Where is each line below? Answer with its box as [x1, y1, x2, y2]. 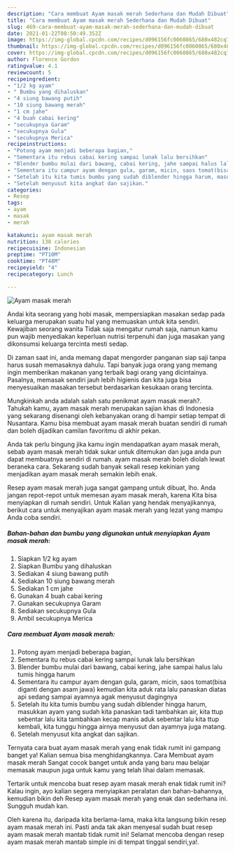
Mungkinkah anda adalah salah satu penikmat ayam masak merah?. [7, 396, 202, 405]
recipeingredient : [7, 75, 61, 83]
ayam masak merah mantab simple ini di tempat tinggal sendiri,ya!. [7, 838, 199, 846]
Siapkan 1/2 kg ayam [17, 554, 78, 563]
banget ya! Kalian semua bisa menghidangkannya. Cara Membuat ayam [7, 751, 214, 759]
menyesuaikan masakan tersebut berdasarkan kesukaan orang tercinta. [7, 383, 213, 391]
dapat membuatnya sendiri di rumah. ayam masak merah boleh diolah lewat [7, 455, 225, 463]
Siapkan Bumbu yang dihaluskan [17, 562, 112, 570]
